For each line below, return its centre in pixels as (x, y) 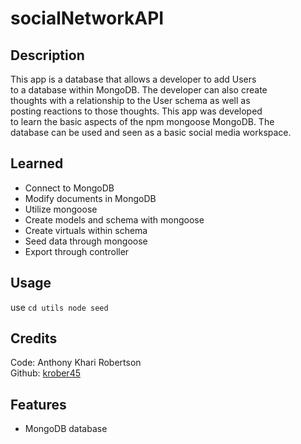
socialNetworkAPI (87, 18)
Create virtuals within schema (86, 230)
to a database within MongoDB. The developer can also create (139, 90)
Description (47, 55)
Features (38, 404)
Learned (37, 163)
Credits (34, 338)
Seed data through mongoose (86, 241)
